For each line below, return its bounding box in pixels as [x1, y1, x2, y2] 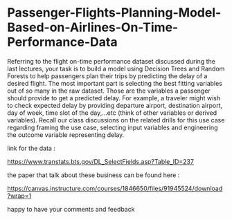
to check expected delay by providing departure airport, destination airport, [7, 101, 223, 109]
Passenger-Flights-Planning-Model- [7, 5, 222, 21]
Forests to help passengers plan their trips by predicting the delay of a [7, 71, 208, 80]
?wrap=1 [7, 192, 32, 200]
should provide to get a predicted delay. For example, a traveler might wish [7, 93, 220, 102]
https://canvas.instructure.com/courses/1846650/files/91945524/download [7, 184, 223, 192]
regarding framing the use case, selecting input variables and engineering [7, 123, 218, 131]
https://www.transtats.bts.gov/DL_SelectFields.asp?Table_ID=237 [7, 157, 194, 165]
